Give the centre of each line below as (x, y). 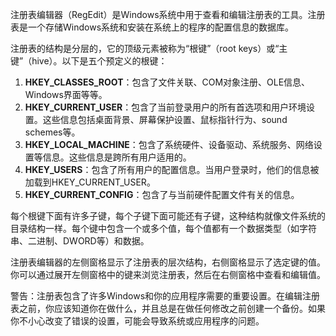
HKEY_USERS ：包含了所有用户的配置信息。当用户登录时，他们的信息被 (172, 169)
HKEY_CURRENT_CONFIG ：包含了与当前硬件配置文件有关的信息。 (162, 194)
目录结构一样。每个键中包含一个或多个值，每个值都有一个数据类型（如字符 (163, 228)
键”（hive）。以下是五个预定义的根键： (89, 61)
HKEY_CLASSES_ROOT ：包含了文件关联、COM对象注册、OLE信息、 (167, 82)
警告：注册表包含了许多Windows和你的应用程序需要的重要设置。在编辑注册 (165, 296)
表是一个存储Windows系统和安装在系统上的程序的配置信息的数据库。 (152, 27)
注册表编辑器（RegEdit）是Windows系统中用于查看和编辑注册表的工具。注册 (168, 14)
